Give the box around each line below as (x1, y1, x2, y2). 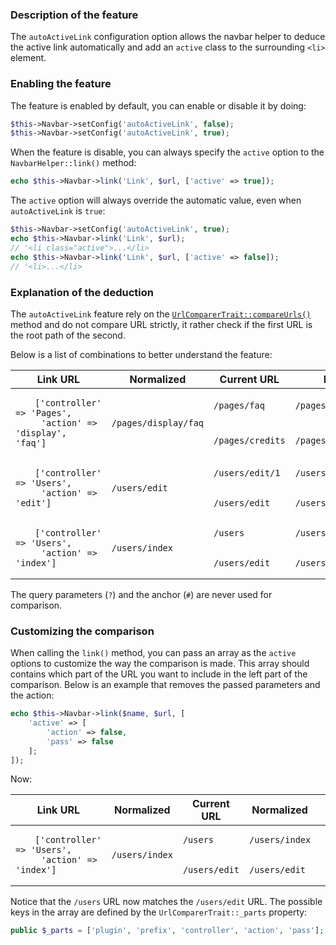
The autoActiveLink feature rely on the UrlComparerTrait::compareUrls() (10, 308, 312, 320)
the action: (10, 689, 55, 702)
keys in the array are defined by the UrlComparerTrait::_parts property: (10, 906, 308, 918)
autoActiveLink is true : (10, 205, 106, 217)
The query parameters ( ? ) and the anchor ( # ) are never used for (10, 588, 273, 600)
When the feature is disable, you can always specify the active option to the (10, 146, 325, 158)
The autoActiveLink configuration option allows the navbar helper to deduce (10, 31, 326, 43)
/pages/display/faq (111, 417, 205, 428)
